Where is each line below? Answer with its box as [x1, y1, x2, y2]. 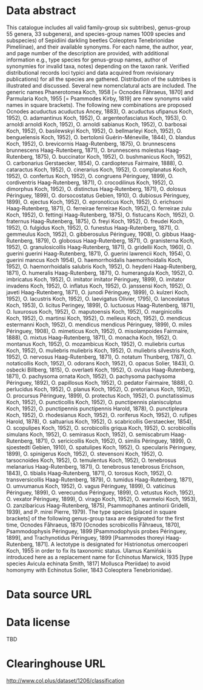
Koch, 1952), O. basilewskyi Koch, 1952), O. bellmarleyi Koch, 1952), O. [6, 127, 182, 134]
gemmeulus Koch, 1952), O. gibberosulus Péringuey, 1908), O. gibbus [6, 230, 179, 238]
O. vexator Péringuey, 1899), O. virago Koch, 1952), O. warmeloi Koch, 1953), [6, 495, 198, 502]
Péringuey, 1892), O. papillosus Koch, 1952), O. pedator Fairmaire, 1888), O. [6, 379, 194, 386]
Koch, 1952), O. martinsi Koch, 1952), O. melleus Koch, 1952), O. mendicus [6, 314, 191, 322]
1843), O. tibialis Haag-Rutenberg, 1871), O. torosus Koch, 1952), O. [6, 469, 173, 477]
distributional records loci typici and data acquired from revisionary [6, 69, 175, 76]
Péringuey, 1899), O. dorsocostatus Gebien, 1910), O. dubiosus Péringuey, [6, 191, 190, 199]
